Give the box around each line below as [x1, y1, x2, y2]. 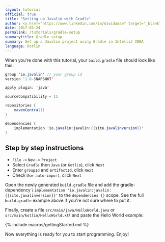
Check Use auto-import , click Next [12, 172, 82, 178]
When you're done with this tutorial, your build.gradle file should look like [5, 57, 156, 63]
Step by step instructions [5, 143, 84, 152]
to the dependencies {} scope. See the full [58, 192, 144, 198]
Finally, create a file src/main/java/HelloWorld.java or [5, 207, 115, 213]
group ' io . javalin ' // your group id [5, 72, 82, 77]
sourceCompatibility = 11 [5, 94, 58, 99]
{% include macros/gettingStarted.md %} [5, 222, 89, 228]
